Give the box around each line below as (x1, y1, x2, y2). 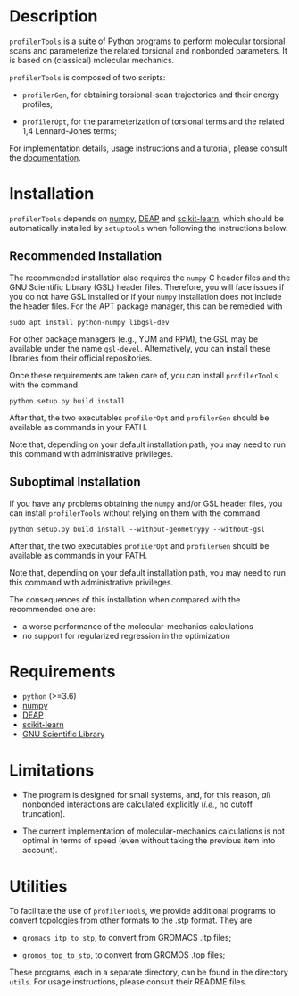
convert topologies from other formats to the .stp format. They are (9, 915, 253, 925)
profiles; (21, 98, 54, 109)
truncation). (21, 809, 65, 819)
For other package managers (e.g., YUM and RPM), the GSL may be (9, 333, 259, 344)
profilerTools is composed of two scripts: (9, 71, 166, 82)
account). (21, 845, 58, 856)
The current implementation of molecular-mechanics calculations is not (21, 826, 286, 836)
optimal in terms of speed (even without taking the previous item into (21, 835, 276, 846)
